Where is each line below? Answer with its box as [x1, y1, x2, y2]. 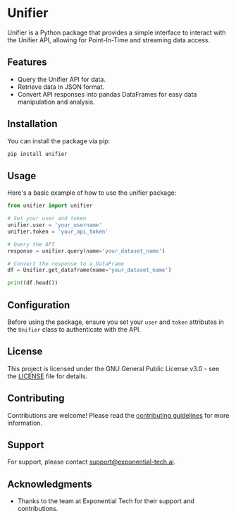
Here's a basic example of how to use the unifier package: [7, 188, 177, 197]
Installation [7, 118, 58, 130]
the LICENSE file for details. [7, 372, 88, 380]
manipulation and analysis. [17, 97, 95, 106]
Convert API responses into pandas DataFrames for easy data [17, 90, 197, 98]
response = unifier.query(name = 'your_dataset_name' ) [7, 247, 166, 255]
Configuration [7, 299, 70, 311]
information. [7, 418, 43, 427]
